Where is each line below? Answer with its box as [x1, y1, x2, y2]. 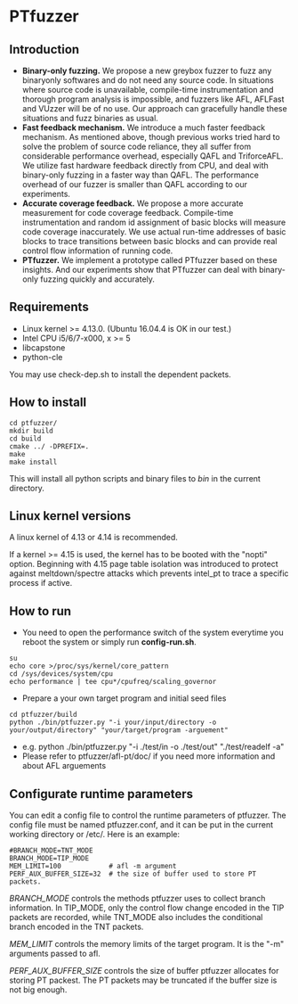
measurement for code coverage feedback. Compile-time [21, 208, 234, 218]
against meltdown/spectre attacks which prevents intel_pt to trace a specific [9, 568, 289, 579]
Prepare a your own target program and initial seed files [21, 693, 227, 704]
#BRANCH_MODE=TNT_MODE [9, 846, 93, 855]
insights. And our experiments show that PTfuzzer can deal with [21, 265, 258, 275]
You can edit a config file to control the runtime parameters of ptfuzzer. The [9, 810, 286, 821]
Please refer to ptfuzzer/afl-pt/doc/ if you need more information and [21, 751, 276, 761]
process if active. [9, 578, 73, 588]
